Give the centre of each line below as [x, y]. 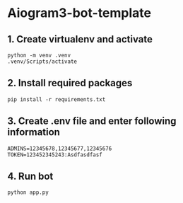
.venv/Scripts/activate [42, 62]
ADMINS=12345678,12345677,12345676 [60, 149]
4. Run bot [30, 176]
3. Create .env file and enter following [92, 121]
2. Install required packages [70, 83]
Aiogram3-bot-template [79, 13]
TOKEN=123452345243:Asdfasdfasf [55, 155]
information [34, 132]
